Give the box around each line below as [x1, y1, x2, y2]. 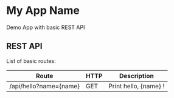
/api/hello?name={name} [9, 82, 80, 90]
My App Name [6, 4, 80, 18]
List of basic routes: [6, 57, 56, 64]
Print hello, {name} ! [108, 82, 165, 90]
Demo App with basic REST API [6, 24, 85, 31]
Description [119, 71, 154, 80]
